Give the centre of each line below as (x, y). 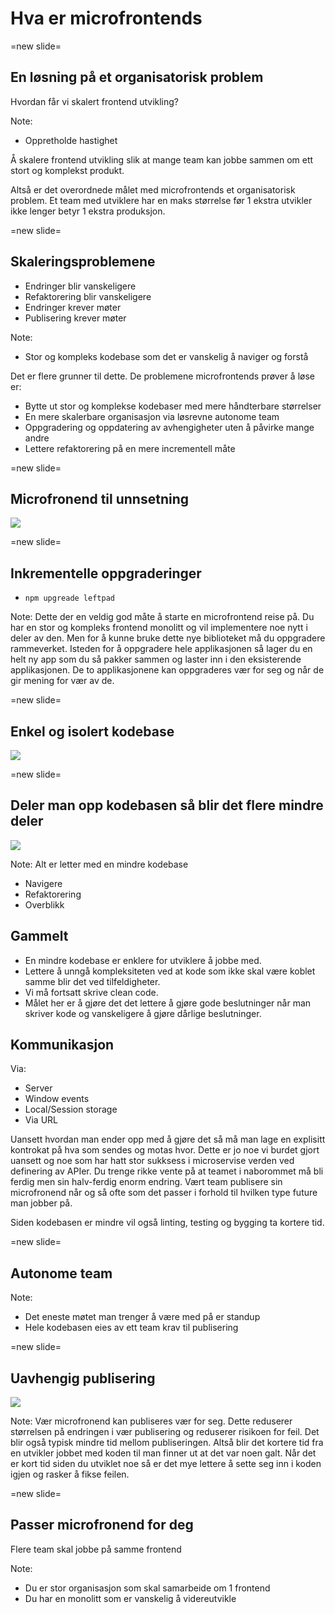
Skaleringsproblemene (83, 262)
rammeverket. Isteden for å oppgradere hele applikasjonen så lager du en (161, 649)
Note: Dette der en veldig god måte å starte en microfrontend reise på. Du (162, 617)
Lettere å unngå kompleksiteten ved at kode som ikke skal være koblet (170, 971)
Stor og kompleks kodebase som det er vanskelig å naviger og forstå (166, 356)
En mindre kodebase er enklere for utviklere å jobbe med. (143, 960)
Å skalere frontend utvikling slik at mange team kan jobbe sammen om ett (162, 159)
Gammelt (39, 936)
